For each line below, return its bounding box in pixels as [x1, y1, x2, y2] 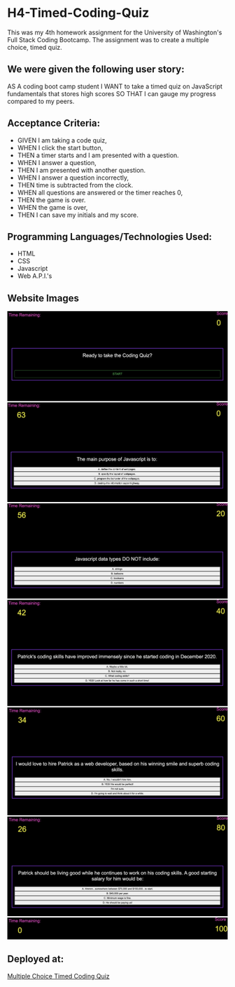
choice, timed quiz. [7, 43, 63, 51]
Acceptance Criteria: [7, 117, 100, 129]
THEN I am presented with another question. [17, 166, 146, 174]
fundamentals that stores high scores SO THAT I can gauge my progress [7, 89, 217, 98]
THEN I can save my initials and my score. [17, 211, 138, 219]
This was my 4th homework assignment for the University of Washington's [7, 28, 222, 37]
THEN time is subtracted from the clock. [17, 180, 134, 189]
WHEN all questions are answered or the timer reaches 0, [17, 188, 183, 197]
